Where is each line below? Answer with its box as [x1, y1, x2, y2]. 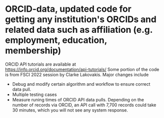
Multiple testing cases [12, 92, 57, 97]
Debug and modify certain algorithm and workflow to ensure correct [12, 81, 151, 87]
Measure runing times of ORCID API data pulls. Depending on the [12, 96, 144, 102]
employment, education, [5, 35, 107, 46]
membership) [5, 45, 61, 56]
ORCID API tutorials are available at [5, 61, 76, 67]
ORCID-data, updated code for [5, 3, 132, 15]
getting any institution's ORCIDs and [5, 14, 157, 25]
